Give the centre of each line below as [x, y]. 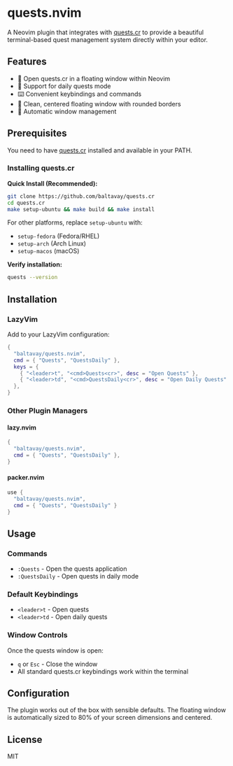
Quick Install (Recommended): [52, 183]
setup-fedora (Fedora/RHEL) [58, 236]
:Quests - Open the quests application [72, 569]
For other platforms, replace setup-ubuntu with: [75, 222]
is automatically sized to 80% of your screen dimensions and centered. [110, 718]
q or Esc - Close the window [57, 664]
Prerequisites [37, 133]
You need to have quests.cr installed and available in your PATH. [100, 150]
